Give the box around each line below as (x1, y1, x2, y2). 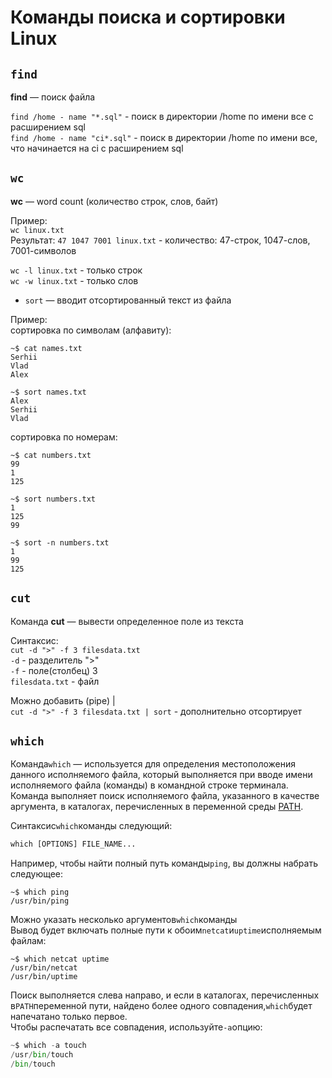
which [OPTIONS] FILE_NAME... (10, 839, 137, 850)
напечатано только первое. (10, 1011, 128, 1023)
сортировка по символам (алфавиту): (10, 324, 172, 336)
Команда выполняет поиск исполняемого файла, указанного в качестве (10, 790, 320, 802)
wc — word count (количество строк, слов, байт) (10, 195, 219, 207)
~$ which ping (10, 887, 70, 898)
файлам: (10, 935, 47, 947)
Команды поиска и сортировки (10, 6, 286, 29)
